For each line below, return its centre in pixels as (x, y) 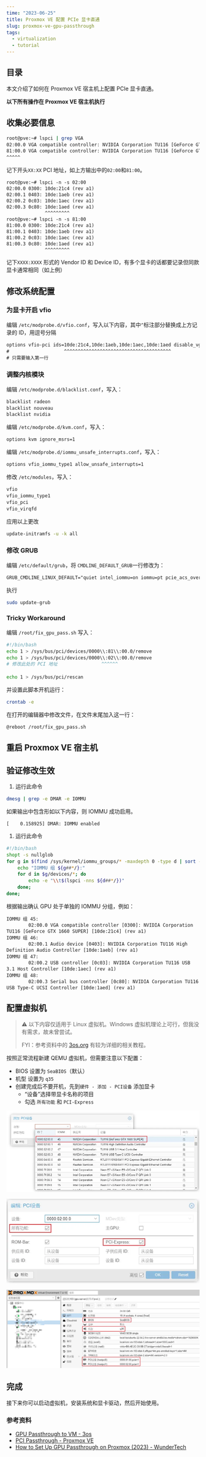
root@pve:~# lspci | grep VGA (45, 138)
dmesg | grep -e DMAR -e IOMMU (46, 799)
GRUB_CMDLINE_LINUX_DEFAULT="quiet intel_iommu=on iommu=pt (85, 578)
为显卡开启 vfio (29, 310)
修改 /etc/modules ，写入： (40, 477)
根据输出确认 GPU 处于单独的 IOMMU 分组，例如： (71, 906)
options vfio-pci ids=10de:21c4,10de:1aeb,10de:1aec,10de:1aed (89, 345)
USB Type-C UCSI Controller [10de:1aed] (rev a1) (71, 988)
